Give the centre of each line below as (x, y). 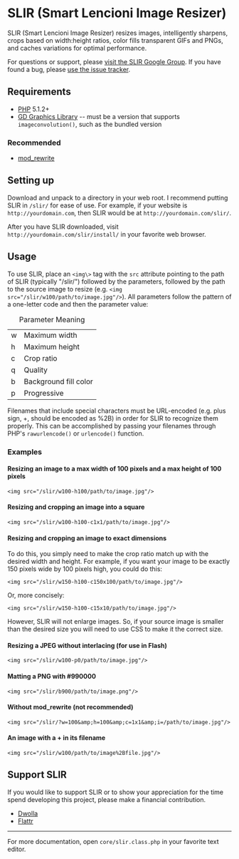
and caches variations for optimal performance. (77, 48)
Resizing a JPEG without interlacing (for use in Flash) (87, 645)
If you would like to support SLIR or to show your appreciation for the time (116, 792)
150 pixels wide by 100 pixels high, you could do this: (85, 569)
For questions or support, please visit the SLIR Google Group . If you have (115, 61)
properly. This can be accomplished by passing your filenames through (112, 426)
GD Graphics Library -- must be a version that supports (99, 116)
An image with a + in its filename (57, 738)
